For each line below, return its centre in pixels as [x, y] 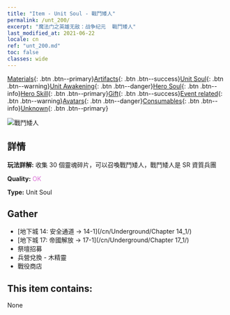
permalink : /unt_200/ [39, 20]
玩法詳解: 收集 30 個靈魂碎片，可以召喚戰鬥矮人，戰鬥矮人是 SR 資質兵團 [112, 165]
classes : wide [28, 59]
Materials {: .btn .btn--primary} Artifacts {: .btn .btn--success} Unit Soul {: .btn [116, 79]
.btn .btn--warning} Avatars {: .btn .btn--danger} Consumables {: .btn [103, 101]
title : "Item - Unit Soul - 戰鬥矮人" [62, 14]
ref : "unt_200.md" [34, 46]
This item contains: [50, 288]
